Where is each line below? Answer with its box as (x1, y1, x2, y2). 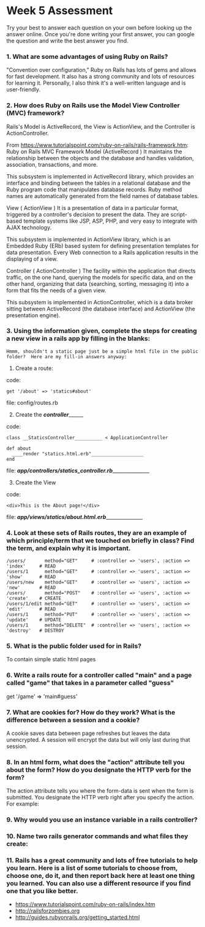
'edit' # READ (6, 606, 56, 612)
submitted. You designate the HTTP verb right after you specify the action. (6, 794, 195, 801)
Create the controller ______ (15, 410, 84, 418)
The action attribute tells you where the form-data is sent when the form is (6, 787, 194, 794)
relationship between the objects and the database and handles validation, (6, 154, 194, 161)
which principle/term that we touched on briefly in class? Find (6, 536, 195, 545)
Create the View (15, 479, 56, 486)
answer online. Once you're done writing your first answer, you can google (6, 30, 195, 37)
